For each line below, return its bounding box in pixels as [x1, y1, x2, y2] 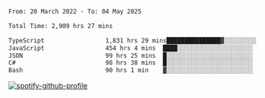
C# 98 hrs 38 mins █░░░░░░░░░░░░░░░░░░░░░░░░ [8, 59, 253, 67]
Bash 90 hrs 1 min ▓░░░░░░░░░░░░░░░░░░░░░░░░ [8, 67, 253, 75]
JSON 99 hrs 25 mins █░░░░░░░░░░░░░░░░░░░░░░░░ [8, 51, 253, 59]
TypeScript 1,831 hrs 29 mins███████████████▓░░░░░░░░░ [8, 36, 257, 44]
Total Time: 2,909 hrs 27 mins [8, 22, 113, 30]
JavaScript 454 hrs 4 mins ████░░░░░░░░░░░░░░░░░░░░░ [8, 44, 253, 52]
